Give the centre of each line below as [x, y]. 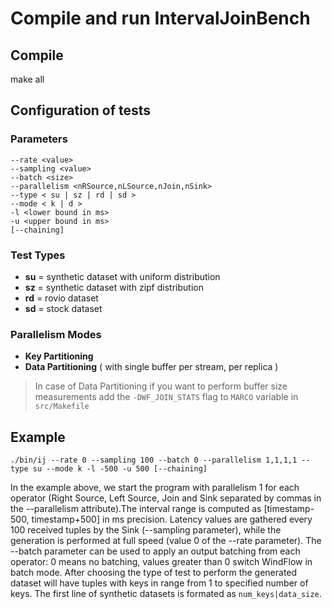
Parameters [39, 139]
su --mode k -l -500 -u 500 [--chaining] [120, 469]
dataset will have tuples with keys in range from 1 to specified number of [159, 583]
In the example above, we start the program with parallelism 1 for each [155, 488]
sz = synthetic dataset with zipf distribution [114, 287]
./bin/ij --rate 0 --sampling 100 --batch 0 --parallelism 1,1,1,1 [154, 460]
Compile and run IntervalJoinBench [160, 18]
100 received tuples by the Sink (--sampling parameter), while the [146, 530]
